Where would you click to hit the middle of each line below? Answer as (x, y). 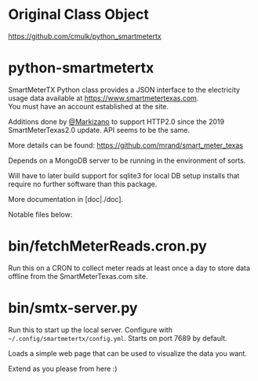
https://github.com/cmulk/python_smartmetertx (85, 36)
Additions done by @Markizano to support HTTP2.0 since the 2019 (116, 121)
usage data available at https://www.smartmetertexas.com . (104, 98)
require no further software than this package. (83, 184)
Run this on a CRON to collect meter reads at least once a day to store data (129, 268)
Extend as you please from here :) (63, 368)
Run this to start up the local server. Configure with (90, 330)
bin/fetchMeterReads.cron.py (108, 246)
